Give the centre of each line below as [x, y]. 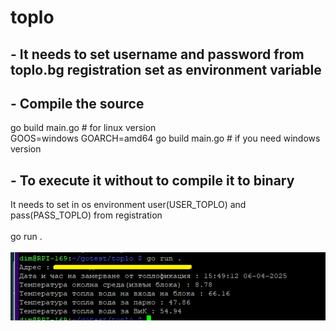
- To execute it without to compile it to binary [152, 180]
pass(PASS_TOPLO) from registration [86, 215]
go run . [26, 237]
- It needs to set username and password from [157, 54]
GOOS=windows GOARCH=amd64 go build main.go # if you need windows [165, 138]
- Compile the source [77, 103]
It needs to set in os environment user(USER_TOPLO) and [128, 205]
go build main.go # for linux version [83, 128]
